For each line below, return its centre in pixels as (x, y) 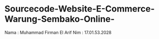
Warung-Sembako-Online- (60, 19)
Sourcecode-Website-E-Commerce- (79, 9)
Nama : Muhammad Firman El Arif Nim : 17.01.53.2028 (58, 32)
